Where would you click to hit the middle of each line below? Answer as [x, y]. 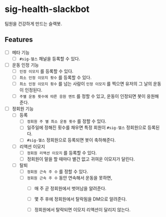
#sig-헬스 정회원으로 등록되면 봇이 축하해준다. [71, 140]
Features [19, 40]
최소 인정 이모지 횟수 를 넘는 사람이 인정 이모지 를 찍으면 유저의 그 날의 [85, 84]
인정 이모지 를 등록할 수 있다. [46, 71]
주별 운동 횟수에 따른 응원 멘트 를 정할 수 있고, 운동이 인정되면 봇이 [82, 96]
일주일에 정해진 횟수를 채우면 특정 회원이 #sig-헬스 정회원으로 [86, 127]
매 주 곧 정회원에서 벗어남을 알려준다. [70, 188]
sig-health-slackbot [47, 9]
